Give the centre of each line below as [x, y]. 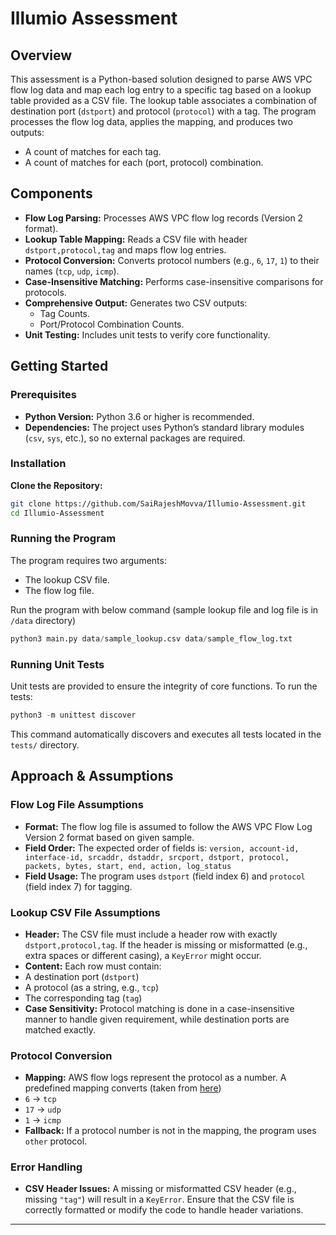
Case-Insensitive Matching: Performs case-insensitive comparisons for [174, 281]
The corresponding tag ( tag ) [83, 998]
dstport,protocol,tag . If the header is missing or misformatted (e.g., [166, 944]
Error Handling [46, 1167]
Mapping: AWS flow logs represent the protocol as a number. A [155, 1078]
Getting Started [59, 366]
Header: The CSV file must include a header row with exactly [151, 934]
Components [51, 193]
